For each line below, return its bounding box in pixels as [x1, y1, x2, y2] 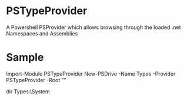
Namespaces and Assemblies [6, 30, 78, 37]
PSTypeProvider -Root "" [6, 76, 66, 83]
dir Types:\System [6, 87, 50, 95]
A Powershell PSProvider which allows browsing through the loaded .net [6, 24, 181, 31]
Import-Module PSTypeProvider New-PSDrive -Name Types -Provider [6, 70, 176, 77]
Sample [6, 51, 44, 64]
